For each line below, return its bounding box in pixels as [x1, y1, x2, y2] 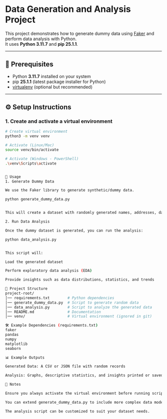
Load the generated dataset [5, 259, 64, 264]
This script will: [5, 250, 43, 255]
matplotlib [5, 341, 28, 346]
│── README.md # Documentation [5, 309, 101, 314]
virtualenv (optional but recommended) [12, 84, 93, 90]
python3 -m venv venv [5, 134, 50, 139]
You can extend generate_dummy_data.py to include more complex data [5, 400, 153, 405]
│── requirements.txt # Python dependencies [5, 295, 114, 300]
